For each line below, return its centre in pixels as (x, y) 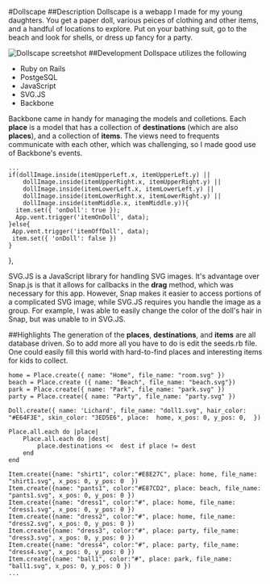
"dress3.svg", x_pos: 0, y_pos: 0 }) (72, 538)
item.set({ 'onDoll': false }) (64, 238)
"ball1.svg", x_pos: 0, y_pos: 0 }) (70, 566)
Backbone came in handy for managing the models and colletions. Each (127, 119)
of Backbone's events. (46, 153)
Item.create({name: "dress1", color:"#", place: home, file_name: (122, 502)
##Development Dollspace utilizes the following (168, 53)
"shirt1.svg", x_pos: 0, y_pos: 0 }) (73, 481)
